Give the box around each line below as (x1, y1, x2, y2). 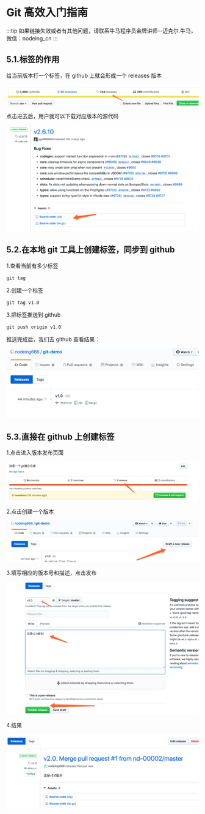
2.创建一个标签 (6, 286, 44, 294)
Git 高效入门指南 (6, 6, 88, 20)
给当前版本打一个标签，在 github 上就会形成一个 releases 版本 (6, 72, 162, 79)
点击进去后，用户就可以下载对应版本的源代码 (6, 112, 119, 119)
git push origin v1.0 (6, 324, 62, 330)
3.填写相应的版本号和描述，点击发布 (6, 569, 97, 576)
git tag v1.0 (6, 300, 40, 306)
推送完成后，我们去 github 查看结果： (6, 335, 101, 343)
